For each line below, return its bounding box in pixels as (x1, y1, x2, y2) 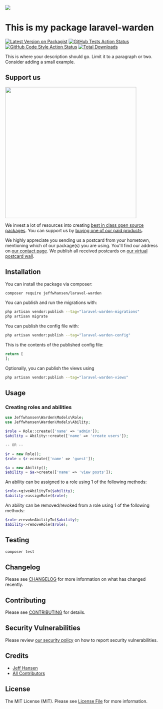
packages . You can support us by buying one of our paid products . (5, 227, 143, 233)
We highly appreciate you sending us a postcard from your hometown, (5, 237, 150, 243)
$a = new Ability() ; (5, 465, 48, 470)
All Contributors (12, 670, 45, 676)
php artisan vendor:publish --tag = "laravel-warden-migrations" (5, 309, 140, 314)
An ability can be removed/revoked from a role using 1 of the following (5, 502, 150, 508)
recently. (5, 581, 23, 588)
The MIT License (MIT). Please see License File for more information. (5, 698, 147, 704)
